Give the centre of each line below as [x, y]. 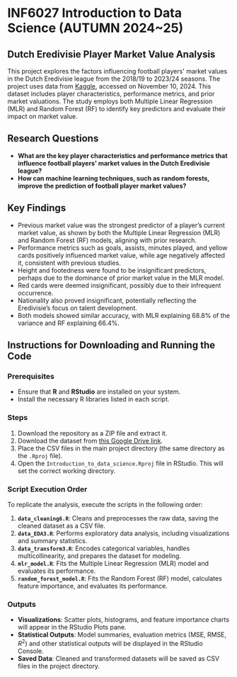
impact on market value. [42, 116]
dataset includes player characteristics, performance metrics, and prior [111, 94]
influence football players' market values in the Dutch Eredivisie [114, 163]
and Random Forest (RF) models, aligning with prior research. [107, 240]
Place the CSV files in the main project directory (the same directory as [121, 448]
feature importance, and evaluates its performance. [93, 586]
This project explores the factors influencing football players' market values [117, 71]
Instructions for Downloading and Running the [111, 345]
